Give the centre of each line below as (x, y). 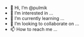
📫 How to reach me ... (34, 29)
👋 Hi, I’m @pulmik (29, 8)
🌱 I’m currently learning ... (37, 18)
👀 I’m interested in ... (32, 13)
